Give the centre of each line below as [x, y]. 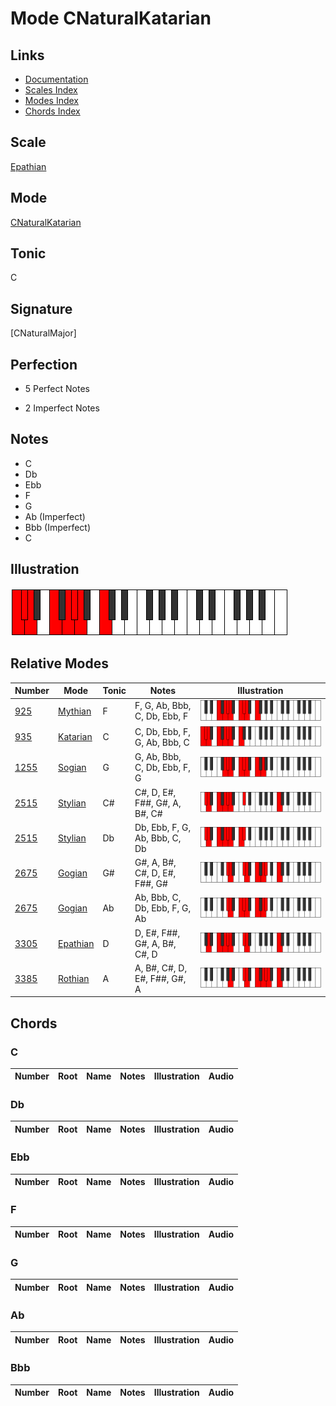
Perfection [44, 364]
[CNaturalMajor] [43, 333]
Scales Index [51, 90]
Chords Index [52, 111]
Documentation [56, 79]
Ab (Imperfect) [55, 516]
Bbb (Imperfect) [58, 527]
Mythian [75, 711]
